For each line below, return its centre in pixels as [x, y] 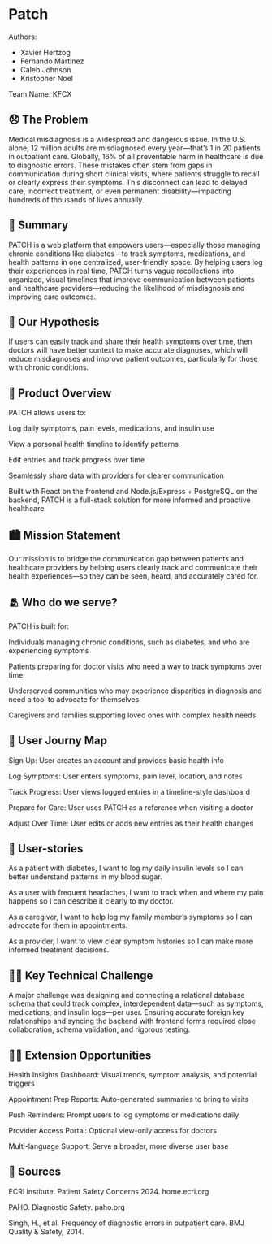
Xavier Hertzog [45, 52]
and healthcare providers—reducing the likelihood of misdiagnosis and [127, 288]
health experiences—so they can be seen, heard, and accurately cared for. [134, 576]
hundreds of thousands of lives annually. [76, 199]
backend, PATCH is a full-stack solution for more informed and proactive [130, 500]
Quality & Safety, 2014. [46, 1231]
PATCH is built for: [39, 626]
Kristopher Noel [46, 78]
